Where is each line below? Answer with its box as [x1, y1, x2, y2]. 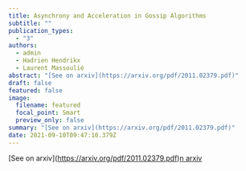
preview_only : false [15, 116, 84, 124]
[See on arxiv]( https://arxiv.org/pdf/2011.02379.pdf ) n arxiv [8, 153, 203, 163]
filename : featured [15, 101, 81, 109]
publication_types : [8, 26, 74, 35]
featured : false [8, 86, 63, 95]
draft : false [8, 79, 52, 87]
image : [8, 94, 31, 102]
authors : [8, 42, 38, 50]
